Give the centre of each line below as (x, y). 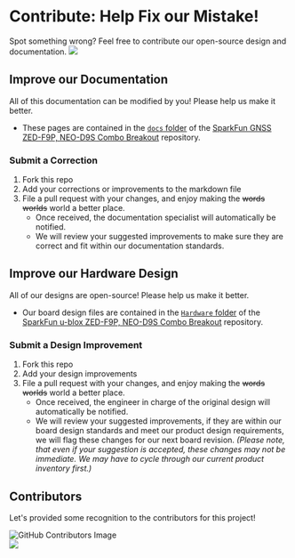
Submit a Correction (54, 160)
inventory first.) (64, 468)
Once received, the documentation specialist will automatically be (155, 218)
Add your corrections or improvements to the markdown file (132, 190)
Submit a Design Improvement (76, 344)
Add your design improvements (80, 374)
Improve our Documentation (89, 80)
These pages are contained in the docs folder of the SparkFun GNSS (147, 127)
